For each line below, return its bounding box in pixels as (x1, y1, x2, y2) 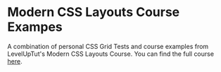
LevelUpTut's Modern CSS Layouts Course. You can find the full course (7, 50, 215, 58)
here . (7, 57, 23, 65)
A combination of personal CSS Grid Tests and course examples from (7, 42, 209, 50)
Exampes (7, 19, 63, 35)
